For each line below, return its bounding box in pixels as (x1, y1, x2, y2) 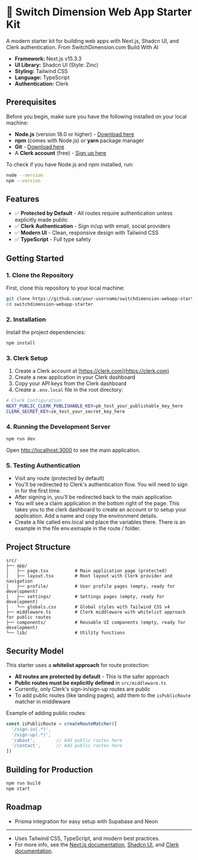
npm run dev (6, 436, 35, 442)
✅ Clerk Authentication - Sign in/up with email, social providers (14, 222, 171, 229)
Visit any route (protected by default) (14, 475, 105, 482)
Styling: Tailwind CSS (14, 67, 68, 74)
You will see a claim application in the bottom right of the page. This (14, 500, 180, 507)
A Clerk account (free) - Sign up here (14, 149, 107, 156)
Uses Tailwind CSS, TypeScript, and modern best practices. (14, 835, 160, 842)
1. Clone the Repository (6, 271, 74, 279)
